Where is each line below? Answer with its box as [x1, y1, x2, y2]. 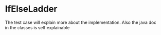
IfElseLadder [5, 3, 57, 15]
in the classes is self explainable [5, 24, 70, 30]
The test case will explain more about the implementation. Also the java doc [5, 19, 157, 25]
